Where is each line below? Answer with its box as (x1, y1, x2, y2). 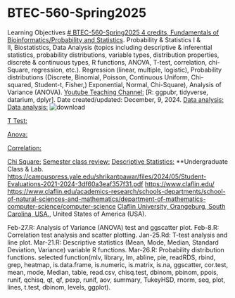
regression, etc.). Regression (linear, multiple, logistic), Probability (31, 65, 222, 74)
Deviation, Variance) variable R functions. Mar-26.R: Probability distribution (7, 245, 225, 254)
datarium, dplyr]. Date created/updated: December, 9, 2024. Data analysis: (7, 95, 224, 103)
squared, (7, 80, 33, 89)
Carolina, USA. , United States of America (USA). (7, 209, 146, 218)
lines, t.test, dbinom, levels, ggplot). (7, 283, 111, 291)
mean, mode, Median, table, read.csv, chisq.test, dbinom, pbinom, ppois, (7, 268, 219, 276)
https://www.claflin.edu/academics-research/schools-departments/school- (7, 187, 227, 195)
